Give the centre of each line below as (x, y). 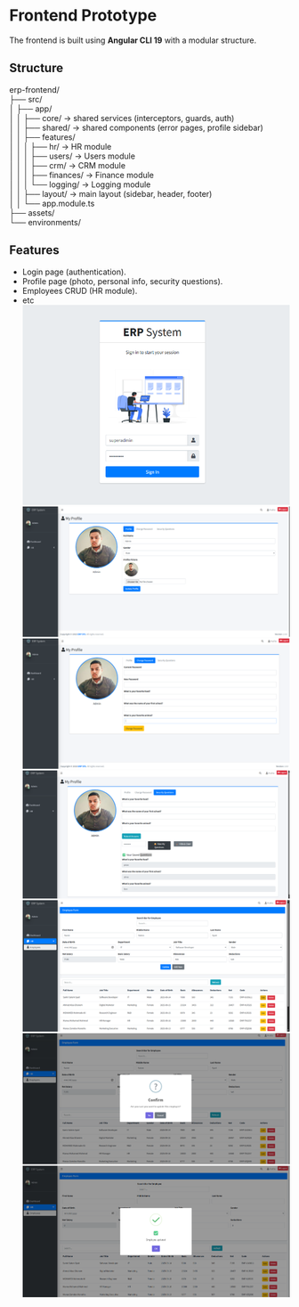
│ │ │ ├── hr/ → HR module (61, 146)
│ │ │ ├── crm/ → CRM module (68, 165)
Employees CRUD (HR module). (80, 290)
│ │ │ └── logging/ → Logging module (80, 184)
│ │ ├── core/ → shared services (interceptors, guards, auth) (122, 118)
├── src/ (26, 99)
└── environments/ (45, 222)
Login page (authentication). (74, 272)
